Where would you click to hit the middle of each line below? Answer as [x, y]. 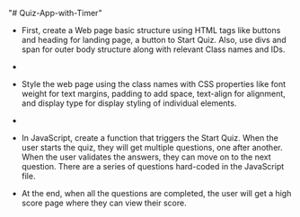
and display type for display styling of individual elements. [129, 103]
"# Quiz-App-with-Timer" [55, 13]
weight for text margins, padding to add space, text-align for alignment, [154, 94]
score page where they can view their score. [104, 203]
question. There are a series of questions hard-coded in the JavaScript [153, 166]
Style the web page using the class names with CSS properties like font [154, 84]
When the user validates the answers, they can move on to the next [146, 157]
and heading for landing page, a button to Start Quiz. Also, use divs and [154, 40]
